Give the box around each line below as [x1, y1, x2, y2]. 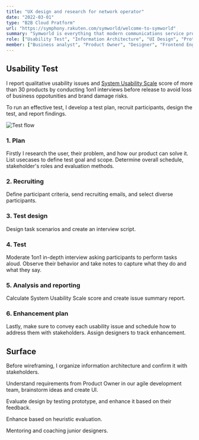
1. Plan [6, 136, 25, 144]
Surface [6, 346, 37, 356]
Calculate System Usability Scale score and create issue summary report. [6, 295, 185, 302]
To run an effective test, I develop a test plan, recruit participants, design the [6, 103, 192, 110]
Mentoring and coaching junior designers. [6, 427, 108, 434]
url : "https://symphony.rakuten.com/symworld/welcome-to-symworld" [6, 25, 176, 31]
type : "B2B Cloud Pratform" [6, 20, 76, 26]
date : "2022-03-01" [6, 14, 54, 20]
